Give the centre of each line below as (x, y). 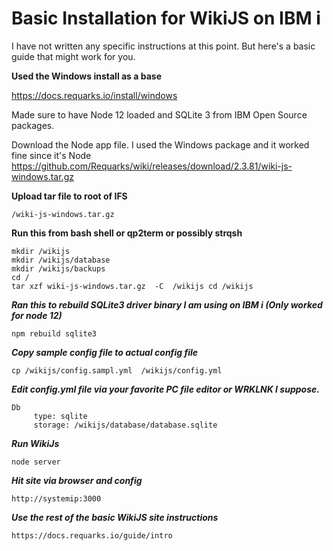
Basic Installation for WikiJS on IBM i (166, 18)
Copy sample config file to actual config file (105, 352)
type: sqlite (60, 416)
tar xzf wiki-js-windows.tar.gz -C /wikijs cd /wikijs (132, 286)
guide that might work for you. (73, 56)
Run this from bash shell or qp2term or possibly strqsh (127, 233)
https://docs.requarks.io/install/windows (94, 95)
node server (36, 462)
